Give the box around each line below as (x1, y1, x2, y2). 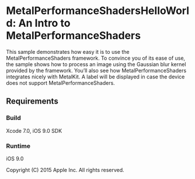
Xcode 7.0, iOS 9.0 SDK (6, 127, 62, 134)
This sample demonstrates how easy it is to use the (6, 48, 130, 55)
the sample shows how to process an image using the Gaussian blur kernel (6, 60, 186, 68)
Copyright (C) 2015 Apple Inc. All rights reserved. (6, 166, 124, 173)
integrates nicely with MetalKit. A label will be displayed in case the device (6, 73, 185, 80)
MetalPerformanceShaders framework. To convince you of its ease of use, (6, 54, 186, 61)
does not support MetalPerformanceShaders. (6, 79, 115, 86)
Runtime (6, 142, 31, 150)
